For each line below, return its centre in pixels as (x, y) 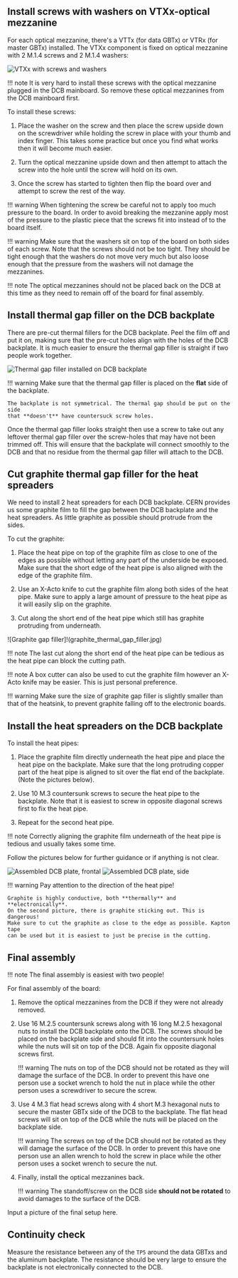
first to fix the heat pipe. (53, 809)
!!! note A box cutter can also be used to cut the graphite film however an (114, 675)
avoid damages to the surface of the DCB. (79, 1199)
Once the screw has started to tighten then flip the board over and (114, 183)
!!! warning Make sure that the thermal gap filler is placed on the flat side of (118, 383)
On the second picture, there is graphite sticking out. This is (106, 911)
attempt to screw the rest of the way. (71, 191)
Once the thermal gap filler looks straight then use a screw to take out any (116, 429)
